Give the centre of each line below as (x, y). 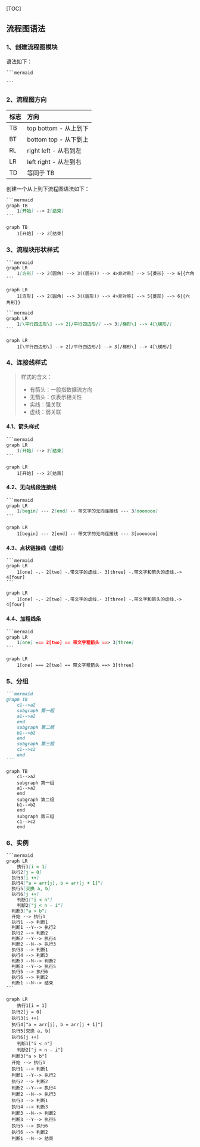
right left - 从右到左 (54, 150)
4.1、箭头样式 (23, 427)
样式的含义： (36, 377)
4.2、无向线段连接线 (31, 487)
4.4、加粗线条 (24, 618)
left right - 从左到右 (54, 161)
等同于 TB (41, 173)
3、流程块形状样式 (33, 250)
